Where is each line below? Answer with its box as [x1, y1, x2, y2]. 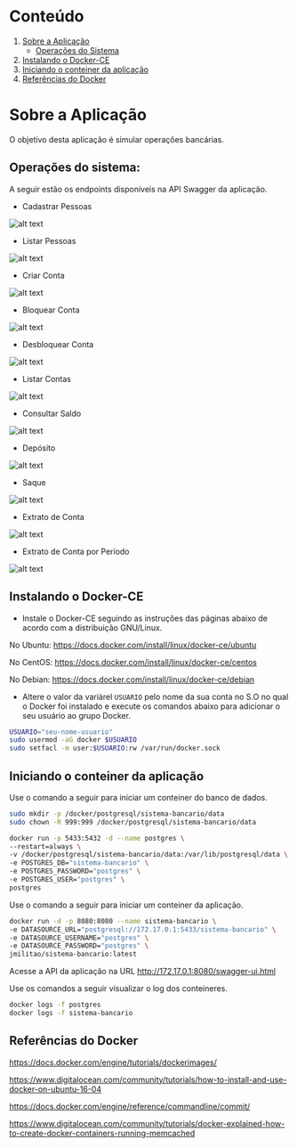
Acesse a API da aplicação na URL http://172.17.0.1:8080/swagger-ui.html [9, 966, 277, 977]
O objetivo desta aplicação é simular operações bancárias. [9, 134, 225, 144]
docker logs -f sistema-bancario [9, 1009, 133, 1018]
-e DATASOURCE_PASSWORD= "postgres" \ [9, 941, 149, 950]
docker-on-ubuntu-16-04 [9, 1084, 102, 1094]
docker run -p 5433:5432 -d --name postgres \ [9, 834, 185, 842]
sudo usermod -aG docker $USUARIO [9, 736, 138, 744]
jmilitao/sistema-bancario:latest [9, 950, 138, 959]
